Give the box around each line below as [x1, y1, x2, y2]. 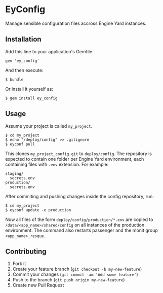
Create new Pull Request [12, 282, 64, 288]
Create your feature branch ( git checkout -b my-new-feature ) [12, 266, 142, 272]
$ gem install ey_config [5, 95, 58, 101]
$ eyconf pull [5, 141, 35, 146]
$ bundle [5, 77, 24, 82]
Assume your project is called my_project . [5, 123, 93, 129]
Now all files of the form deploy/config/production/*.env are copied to [5, 216, 153, 223]
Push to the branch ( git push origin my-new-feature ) [12, 277, 125, 283]
